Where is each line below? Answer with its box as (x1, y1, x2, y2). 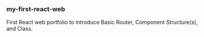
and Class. (6, 25, 33, 32)
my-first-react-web (6, 5, 66, 13)
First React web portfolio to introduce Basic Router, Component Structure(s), (6, 19, 198, 26)
